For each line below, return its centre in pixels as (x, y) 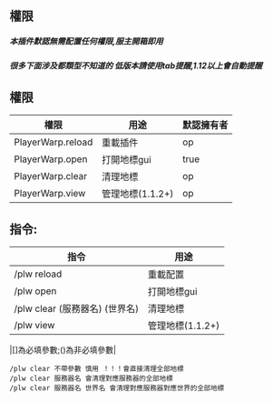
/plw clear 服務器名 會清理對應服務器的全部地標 (92, 378)
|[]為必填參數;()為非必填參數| (63, 349)
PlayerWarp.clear (51, 176)
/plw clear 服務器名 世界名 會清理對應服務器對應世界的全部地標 (117, 388)
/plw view (34, 325)
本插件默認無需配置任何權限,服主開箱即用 (86, 41)
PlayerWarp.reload (54, 142)
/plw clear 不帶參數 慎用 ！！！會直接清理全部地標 (97, 368)
